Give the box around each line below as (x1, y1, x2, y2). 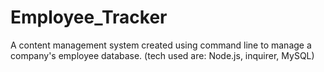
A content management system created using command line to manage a (10, 39, 312, 51)
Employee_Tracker (10, 6, 168, 29)
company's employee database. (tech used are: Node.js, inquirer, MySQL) (10, 49, 315, 61)
